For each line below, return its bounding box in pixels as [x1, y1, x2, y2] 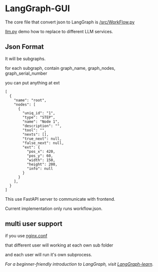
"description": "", [22, 123, 62, 128]
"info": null [26, 166, 53, 171]
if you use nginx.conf [5, 232, 48, 238]
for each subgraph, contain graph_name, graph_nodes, [5, 65, 116, 71]
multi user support [5, 220, 63, 228]
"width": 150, [26, 157, 55, 163]
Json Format [5, 42, 44, 51]
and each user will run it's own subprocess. [5, 251, 92, 257]
